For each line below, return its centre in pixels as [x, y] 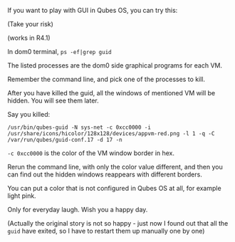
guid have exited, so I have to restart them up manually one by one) [106, 231]
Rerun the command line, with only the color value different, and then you [115, 167]
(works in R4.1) [29, 38]
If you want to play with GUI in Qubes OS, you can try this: [93, 10]
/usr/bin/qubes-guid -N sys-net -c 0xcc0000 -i [79, 127]
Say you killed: [29, 114]
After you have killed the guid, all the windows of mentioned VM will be [111, 93]
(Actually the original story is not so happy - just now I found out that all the [118, 223]
